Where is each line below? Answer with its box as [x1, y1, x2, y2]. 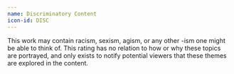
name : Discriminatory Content [7, 10, 97, 18]
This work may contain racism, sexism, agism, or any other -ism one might [7, 36, 225, 44]
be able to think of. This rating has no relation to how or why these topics [7, 44, 221, 52]
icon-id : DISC [7, 17, 50, 24]
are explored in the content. [7, 58, 89, 67]
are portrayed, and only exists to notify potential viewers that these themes [7, 51, 227, 60]
